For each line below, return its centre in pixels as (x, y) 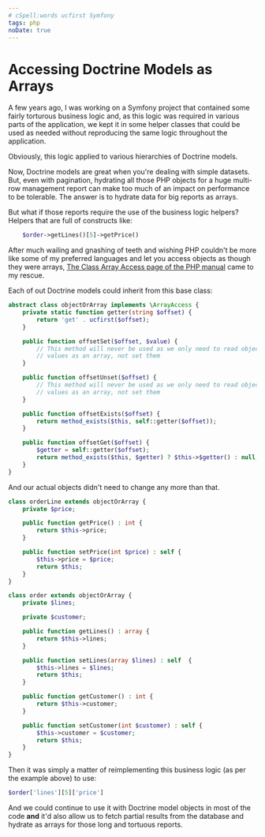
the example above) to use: (52, 779)
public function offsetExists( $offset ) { (91, 414)
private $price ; (49, 509)
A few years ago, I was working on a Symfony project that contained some (129, 108)
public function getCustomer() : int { (88, 697)
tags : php (24, 23)
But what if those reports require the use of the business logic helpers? (123, 212)
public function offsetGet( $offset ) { (86, 443)
